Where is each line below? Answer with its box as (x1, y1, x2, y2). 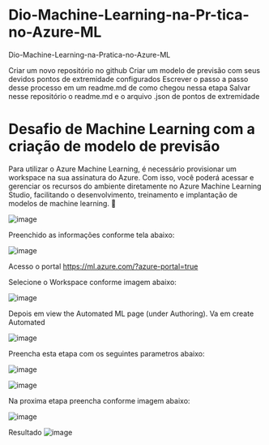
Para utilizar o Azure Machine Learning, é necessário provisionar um (8, 164, 237, 174)
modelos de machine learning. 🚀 (8, 198, 117, 208)
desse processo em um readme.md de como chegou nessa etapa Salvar (8, 83, 251, 93)
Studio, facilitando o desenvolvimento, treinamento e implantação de (8, 189, 237, 200)
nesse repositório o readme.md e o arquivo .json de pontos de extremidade (8, 91, 260, 101)
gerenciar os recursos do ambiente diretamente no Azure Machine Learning (8, 181, 262, 191)
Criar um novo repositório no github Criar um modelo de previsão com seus (8, 65, 261, 75)
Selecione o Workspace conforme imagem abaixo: (8, 277, 177, 287)
